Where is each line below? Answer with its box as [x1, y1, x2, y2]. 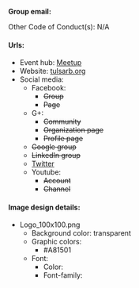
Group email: [8, 7, 51, 16]
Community [43, 117, 81, 126]
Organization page [43, 125, 104, 135]
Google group [31, 142, 77, 152]
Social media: [19, 75, 65, 84]
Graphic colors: [31, 237, 82, 247]
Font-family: [43, 271, 83, 280]
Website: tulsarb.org [19, 67, 86, 76]
